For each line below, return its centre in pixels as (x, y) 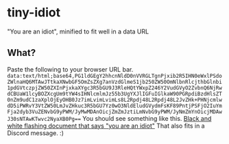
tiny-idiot (34, 13)
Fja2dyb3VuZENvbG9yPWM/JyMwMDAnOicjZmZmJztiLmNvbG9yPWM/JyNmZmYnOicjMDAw (115, 112)
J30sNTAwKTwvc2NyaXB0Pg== (44, 119)
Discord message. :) (35, 133)
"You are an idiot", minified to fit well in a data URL (78, 31)
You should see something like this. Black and (147, 118)
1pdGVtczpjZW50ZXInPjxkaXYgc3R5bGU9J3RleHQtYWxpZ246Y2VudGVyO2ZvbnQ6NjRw (115, 88)
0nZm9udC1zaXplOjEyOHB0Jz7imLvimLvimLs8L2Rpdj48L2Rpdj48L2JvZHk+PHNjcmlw (115, 100)
